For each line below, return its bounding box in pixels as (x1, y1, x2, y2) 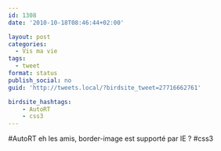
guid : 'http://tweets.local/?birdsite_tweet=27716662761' (8, 84, 201, 92)
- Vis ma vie (15, 48, 58, 56)
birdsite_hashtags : (8, 98, 72, 106)
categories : (8, 40, 47, 48)
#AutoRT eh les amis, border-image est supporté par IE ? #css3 (8, 134, 214, 143)
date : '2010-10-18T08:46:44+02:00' (8, 19, 125, 27)
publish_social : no (8, 76, 72, 84)
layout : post (8, 33, 51, 41)
